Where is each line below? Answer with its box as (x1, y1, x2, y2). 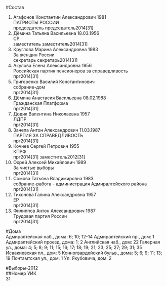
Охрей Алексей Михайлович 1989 (13, 159, 87, 165)
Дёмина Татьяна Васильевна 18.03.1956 (13, 30, 100, 36)
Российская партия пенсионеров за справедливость (13, 68, 129, 74)
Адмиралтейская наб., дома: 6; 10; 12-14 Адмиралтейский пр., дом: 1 (6, 234, 155, 239)
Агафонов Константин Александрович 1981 (13, 14, 107, 20)
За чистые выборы (13, 165, 54, 171)
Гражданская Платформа (13, 100, 68, 106)
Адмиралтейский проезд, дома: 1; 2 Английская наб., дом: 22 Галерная (6, 239, 160, 245)
